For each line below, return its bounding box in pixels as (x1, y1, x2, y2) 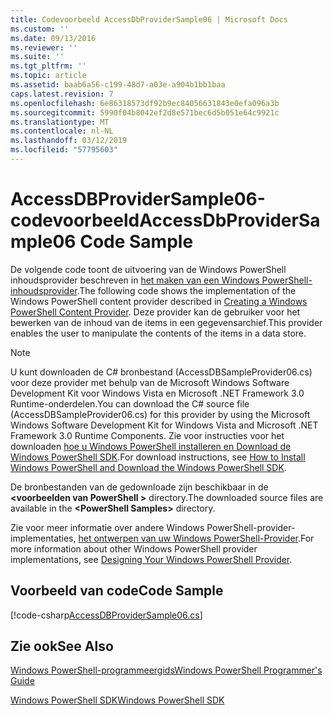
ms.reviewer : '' (10, 42, 78, 53)
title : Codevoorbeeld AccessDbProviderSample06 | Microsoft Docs (10, 14, 288, 25)
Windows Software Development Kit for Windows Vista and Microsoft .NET (10, 419, 319, 431)
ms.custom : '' (10, 24, 70, 34)
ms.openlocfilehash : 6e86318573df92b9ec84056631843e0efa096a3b (10, 98, 280, 108)
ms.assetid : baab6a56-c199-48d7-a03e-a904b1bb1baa (10, 80, 226, 90)
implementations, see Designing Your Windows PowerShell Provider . (10, 553, 293, 565)
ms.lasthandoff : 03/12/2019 (10, 136, 128, 146)
